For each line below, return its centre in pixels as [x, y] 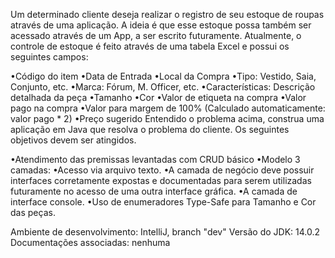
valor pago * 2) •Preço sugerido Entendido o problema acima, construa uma [167, 118]
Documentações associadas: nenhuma [90, 242]
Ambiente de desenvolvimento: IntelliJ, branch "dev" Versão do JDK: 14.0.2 [165, 232]
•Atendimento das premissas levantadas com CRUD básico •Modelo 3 [155, 159]
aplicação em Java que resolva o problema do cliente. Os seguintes [150, 129]
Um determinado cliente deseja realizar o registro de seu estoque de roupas [167, 14]
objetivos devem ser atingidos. [73, 140]
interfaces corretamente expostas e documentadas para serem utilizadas [161, 180]
